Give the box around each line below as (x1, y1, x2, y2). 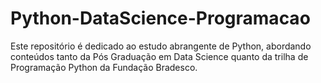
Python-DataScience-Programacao (10, 7, 311, 30)
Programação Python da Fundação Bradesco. (10, 61, 198, 73)
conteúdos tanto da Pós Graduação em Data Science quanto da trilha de (10, 50, 309, 62)
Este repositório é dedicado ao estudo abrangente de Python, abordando (10, 40, 312, 52)
